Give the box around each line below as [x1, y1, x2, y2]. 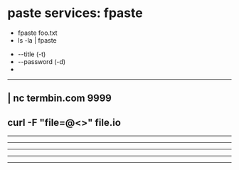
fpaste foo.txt [17, 28, 58, 37]
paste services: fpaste [7, 5, 144, 21]
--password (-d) [17, 57, 66, 65]
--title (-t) [17, 50, 46, 58]
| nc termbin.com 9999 [7, 92, 112, 105]
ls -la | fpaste [17, 36, 57, 44]
